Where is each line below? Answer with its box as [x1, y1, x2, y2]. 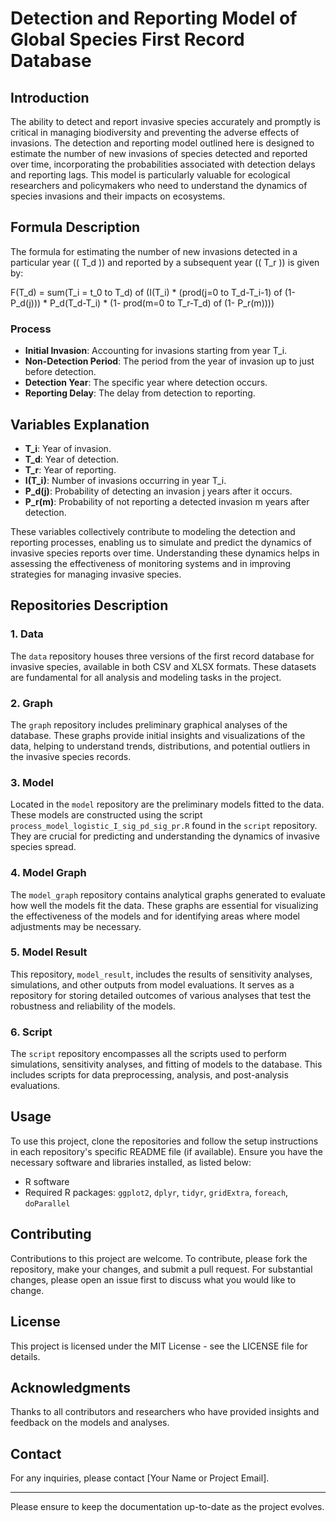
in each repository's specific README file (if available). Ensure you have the [10, 1145, 323, 1157]
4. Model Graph [10, 866, 87, 880]
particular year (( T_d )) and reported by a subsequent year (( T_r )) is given [10, 256, 320, 268]
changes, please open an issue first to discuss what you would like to [10, 1273, 297, 1286]
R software [24, 1175, 70, 1187]
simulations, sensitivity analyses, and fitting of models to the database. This [10, 1058, 323, 1071]
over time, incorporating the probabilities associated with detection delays [10, 158, 316, 170]
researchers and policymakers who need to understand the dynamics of [10, 180, 308, 191]
